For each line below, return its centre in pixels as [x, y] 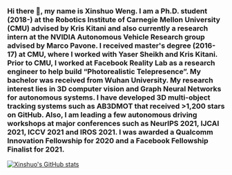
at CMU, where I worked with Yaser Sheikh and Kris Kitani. [118, 54]
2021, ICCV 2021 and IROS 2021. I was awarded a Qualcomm [110, 132]
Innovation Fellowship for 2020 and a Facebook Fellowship [108, 140]
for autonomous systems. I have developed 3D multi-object [109, 98]
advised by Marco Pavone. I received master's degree [99, 46]
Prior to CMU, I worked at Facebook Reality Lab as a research [111, 63]
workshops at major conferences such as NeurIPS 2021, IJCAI [113, 123]
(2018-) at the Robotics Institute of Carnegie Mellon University [114, 19]
